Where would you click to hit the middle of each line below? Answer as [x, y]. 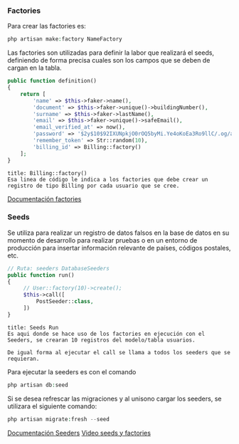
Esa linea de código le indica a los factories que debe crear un [108, 179]
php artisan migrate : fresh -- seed [59, 419]
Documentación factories [44, 199]
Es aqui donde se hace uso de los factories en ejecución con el [106, 334]
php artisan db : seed [38, 385]
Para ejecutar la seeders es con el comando [72, 371]
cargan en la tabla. [34, 68]
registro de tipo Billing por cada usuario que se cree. [94, 186]
